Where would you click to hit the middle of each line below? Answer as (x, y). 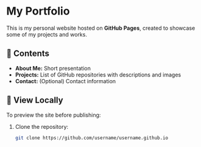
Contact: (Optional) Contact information (65, 81)
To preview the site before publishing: (54, 115)
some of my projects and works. (47, 34)
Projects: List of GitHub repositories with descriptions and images (98, 75)
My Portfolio (38, 11)
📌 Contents (28, 54)
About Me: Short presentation (53, 68)
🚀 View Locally (35, 101)
